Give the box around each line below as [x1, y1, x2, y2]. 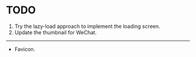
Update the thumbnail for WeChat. [14, 28, 97, 35]
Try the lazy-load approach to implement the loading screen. [14, 23, 160, 30]
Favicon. [14, 45, 36, 52]
